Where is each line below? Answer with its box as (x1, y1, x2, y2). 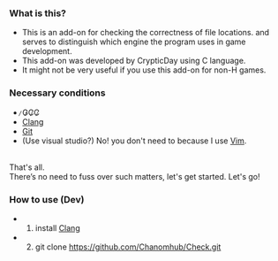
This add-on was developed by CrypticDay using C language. (21, 56, 246, 66)
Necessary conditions (9, 87, 106, 99)
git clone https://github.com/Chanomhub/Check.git (34, 242, 222, 252)
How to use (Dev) (9, 193, 85, 205)
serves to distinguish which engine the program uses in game (21, 36, 246, 47)
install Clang (34, 222, 81, 233)
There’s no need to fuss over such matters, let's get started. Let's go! (9, 171, 260, 181)
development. (21, 46, 72, 57)
